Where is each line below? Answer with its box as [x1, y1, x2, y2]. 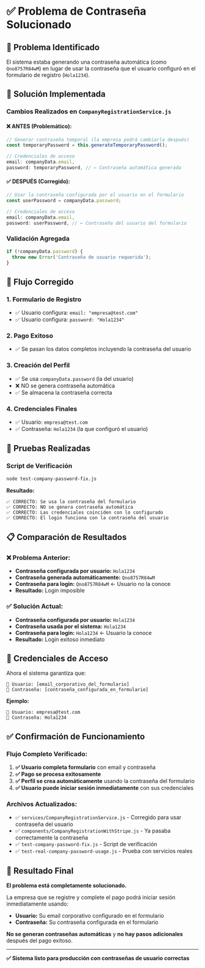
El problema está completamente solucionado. [6, 882, 127, 889]
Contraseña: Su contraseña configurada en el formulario [15, 918, 159, 926]
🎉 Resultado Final [6, 865, 74, 876]
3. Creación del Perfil [6, 361, 70, 370]
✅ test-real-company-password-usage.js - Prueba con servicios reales [15, 847, 193, 855]
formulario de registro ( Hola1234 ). [6, 72, 90, 78]
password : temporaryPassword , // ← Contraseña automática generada [6, 165, 182, 171]
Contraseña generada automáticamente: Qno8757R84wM [15, 574, 156, 581]
